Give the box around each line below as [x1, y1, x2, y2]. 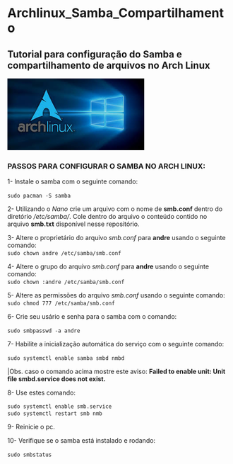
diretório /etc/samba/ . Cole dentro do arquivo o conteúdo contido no [7, 213, 208, 221]
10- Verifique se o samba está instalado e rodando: [7, 436, 156, 445]
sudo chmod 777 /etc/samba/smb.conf [7, 300, 115, 307]
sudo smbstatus [7, 451, 52, 458]
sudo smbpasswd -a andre [7, 327, 80, 334]
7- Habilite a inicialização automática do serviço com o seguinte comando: [7, 340, 225, 349]
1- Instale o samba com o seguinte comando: [7, 177, 138, 186]
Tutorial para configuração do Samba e [7, 48, 182, 60]
